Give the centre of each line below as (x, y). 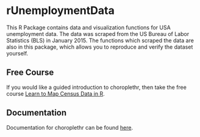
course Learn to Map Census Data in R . (55, 93)
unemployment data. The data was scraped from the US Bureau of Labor (98, 33)
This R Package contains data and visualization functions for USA (88, 27)
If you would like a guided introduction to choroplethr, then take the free (97, 87)
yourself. (17, 53)
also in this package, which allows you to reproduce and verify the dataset (100, 47)
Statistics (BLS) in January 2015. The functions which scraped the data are (100, 40)
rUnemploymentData (60, 11)
